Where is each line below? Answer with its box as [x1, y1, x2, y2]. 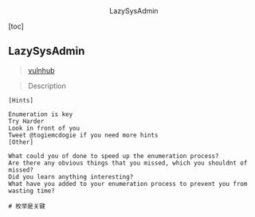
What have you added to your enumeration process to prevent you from [8, 180, 248, 188]
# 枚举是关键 [8, 202, 45, 210]
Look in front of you [8, 124, 80, 132]
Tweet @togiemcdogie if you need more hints [8, 131, 159, 139]
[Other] [8, 138, 34, 146]
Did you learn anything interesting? [8, 172, 134, 180]
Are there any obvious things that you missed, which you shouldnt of [8, 159, 248, 167]
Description [27, 81, 66, 91]
